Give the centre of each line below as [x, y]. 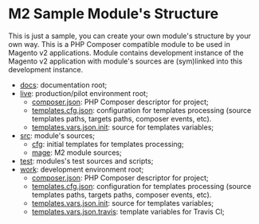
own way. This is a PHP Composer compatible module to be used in [120, 44]
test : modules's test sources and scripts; [86, 160]
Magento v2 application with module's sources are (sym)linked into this [126, 61]
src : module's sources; [57, 135]
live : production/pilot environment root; [84, 93]
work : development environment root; [82, 169]
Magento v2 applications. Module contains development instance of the [126, 52]
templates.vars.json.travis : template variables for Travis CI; [128, 211]
